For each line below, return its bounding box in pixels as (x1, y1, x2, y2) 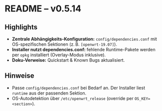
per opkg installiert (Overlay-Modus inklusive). (11, 52, 106, 58)
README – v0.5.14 (4, 3, 82, 14)
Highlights (4, 23, 38, 31)
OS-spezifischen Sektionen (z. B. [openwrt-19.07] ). (11, 41, 118, 47)
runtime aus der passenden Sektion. (11, 90, 87, 96)
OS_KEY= (134, 96, 151, 101)
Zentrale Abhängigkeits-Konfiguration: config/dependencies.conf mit (11, 36, 158, 42)
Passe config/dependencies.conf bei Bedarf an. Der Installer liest (11, 85, 146, 91)
